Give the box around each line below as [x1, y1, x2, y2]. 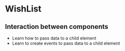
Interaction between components [5, 23, 108, 31]
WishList [5, 3, 42, 14]
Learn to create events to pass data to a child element [12, 40, 120, 46]
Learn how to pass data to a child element [12, 35, 96, 41]
